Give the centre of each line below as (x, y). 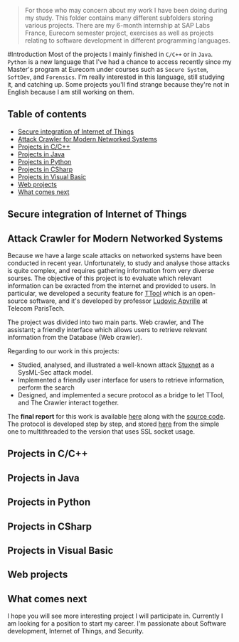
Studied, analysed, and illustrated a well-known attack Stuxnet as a (116, 365)
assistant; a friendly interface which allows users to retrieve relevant (107, 330)
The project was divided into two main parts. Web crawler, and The (106, 322)
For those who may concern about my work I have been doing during (126, 10)
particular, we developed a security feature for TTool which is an (102, 294)
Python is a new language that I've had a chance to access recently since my (119, 62)
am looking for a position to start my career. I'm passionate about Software (117, 624)
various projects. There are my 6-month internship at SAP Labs (117, 25)
